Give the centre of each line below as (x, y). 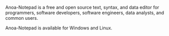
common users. (22, 18)
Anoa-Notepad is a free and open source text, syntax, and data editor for (82, 7)
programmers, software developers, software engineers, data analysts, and (85, 13)
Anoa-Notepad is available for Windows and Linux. (59, 28)
